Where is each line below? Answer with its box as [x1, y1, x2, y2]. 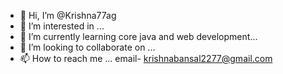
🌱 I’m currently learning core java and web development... [19, 31, 258, 42]
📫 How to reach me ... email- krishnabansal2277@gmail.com [19, 53, 273, 64]
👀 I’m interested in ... [19, 20, 105, 32]
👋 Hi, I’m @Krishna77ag [19, 10, 117, 21]
